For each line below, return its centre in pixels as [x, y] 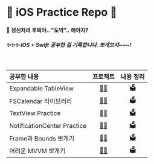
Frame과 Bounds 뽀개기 [42, 139]
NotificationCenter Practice [48, 126]
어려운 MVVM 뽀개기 [37, 151]
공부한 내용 [24, 77]
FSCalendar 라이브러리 [41, 101]
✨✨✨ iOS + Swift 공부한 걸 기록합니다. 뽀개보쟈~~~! [69, 45]
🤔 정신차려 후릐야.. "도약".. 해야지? [47, 30]
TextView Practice [35, 113]
